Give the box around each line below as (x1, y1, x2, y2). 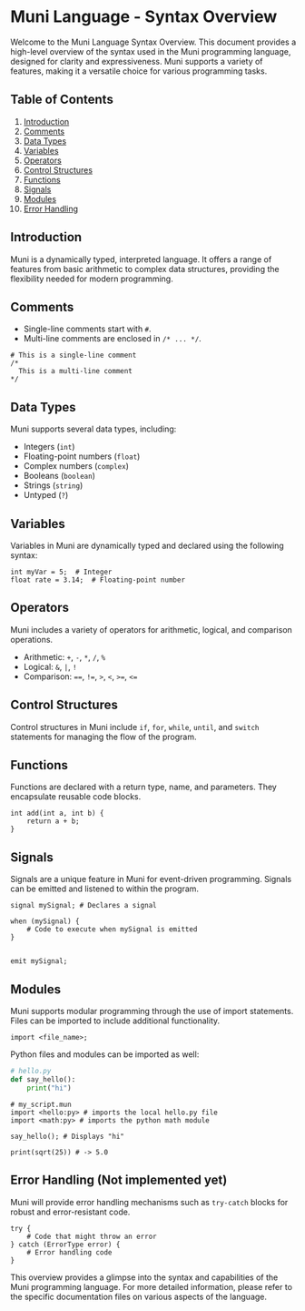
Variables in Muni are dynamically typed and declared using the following (10, 540, 284, 551)
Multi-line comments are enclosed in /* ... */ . (23, 333, 202, 344)
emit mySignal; (10, 957, 68, 966)
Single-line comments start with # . (23, 323, 152, 334)
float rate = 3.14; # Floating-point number (10, 575, 185, 584)
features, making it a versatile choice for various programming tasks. (10, 66, 268, 76)
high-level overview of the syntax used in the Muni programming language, (10, 46, 291, 56)
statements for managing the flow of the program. (10, 731, 197, 742)
